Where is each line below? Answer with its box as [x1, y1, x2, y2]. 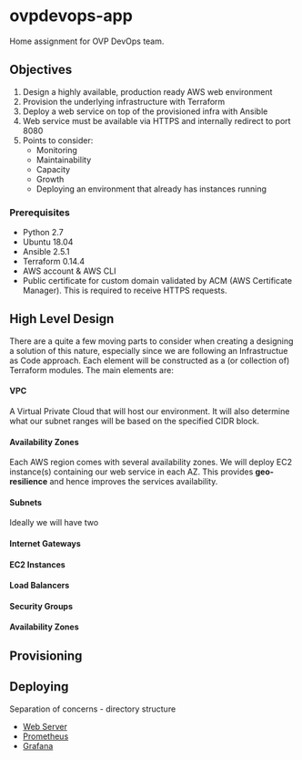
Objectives [9, 62, 73, 78]
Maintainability [35, 154, 92, 165]
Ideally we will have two [9, 517, 99, 528]
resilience [9, 476, 48, 487]
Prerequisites [9, 206, 70, 219]
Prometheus [22, 731, 69, 742]
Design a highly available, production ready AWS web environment [22, 86, 273, 97]
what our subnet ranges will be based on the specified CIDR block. [9, 416, 259, 427]
